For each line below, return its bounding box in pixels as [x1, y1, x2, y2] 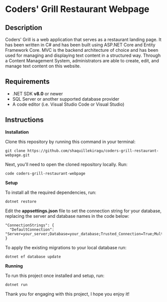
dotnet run [5, 282, 28, 287]
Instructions [5, 116, 44, 124]
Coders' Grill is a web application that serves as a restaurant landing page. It [5, 36, 162, 42]
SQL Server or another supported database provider [12, 96, 120, 102]
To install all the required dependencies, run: [5, 189, 96, 195]
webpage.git [5, 152, 30, 157]
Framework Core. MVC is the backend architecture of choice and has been [5, 47, 159, 53]
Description [5, 23, 42, 32]
